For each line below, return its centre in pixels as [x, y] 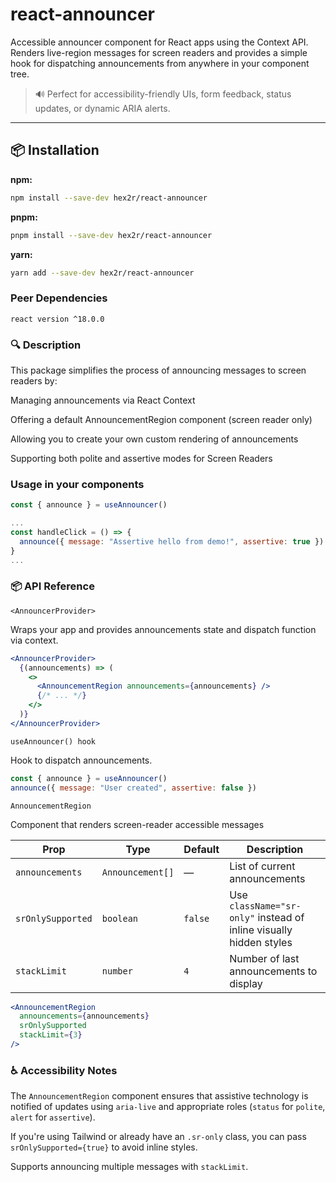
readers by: [34, 380]
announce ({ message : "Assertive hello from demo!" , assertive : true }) [172, 541]
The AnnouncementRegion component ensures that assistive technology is [159, 1096]
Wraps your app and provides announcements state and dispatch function [163, 629]
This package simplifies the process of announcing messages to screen [158, 370]
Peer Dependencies [59, 298]
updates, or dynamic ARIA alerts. [102, 108]
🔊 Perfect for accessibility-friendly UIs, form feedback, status [163, 94]
